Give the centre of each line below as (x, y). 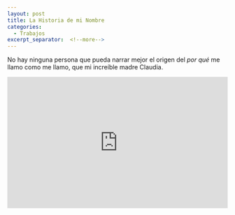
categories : (24, 27)
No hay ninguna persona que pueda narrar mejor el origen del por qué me (114, 60)
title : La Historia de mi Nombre (56, 20)
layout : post (26, 14)
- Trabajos (29, 33)
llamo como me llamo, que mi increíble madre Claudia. (85, 67)
